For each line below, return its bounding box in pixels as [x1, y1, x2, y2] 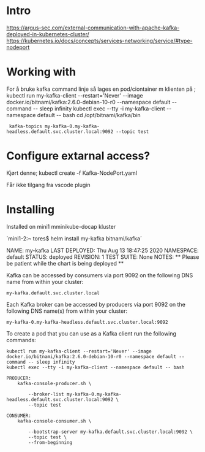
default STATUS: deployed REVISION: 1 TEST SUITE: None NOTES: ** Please [6, 253, 199, 261]
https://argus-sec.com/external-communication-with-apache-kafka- [6, 24, 180, 31]
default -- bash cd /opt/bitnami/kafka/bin [37, 111, 141, 118]
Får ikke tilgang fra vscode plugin [6, 181, 91, 188]
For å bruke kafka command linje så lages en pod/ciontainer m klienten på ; [6, 85, 196, 93]
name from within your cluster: [6, 278, 84, 285]
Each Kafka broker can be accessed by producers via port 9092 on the [6, 301, 185, 308]
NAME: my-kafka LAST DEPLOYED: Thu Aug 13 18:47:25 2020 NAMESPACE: [6, 247, 199, 254]
